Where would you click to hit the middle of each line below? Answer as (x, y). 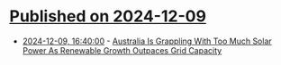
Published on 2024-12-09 (108, 16)
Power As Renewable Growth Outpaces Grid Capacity (122, 50)
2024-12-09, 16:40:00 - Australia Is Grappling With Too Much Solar (147, 41)
